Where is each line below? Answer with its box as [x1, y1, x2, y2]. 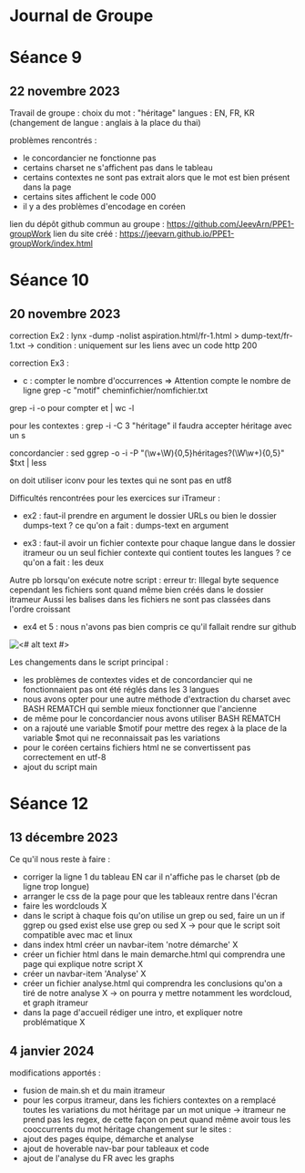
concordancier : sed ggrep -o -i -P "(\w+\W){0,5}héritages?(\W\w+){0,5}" [9, 448, 285, 458]
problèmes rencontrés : [9, 135, 97, 146]
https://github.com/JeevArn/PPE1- [167, 219, 295, 230]
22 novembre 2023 [9, 83, 120, 98]
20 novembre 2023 [9, 306, 121, 322]
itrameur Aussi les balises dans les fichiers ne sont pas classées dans [9, 594, 271, 605]
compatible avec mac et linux [22, 930, 134, 941]
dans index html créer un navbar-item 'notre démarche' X [22, 940, 239, 951]
